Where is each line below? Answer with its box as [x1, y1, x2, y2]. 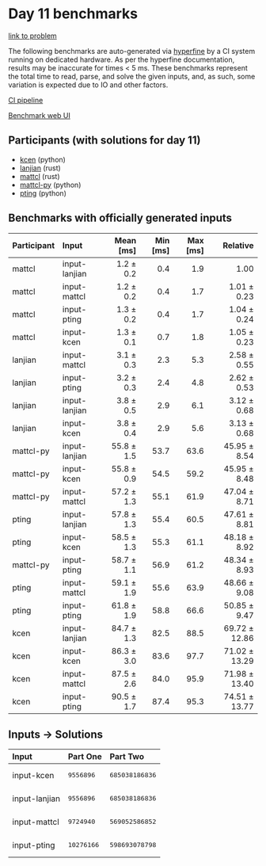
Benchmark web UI [8, 110, 71, 120]
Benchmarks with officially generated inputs [8, 212, 232, 225]
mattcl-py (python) [19, 180, 82, 189]
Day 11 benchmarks [8, 5, 139, 23]
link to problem [8, 31, 57, 40]
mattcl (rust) [19, 171, 61, 181]
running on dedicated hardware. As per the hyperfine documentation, [8, 55, 235, 64]
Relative [222, 239, 254, 250]
